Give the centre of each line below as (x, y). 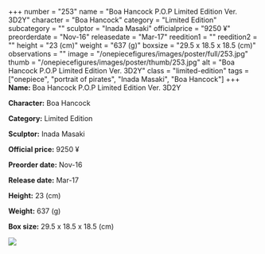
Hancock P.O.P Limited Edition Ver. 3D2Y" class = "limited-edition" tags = (129, 70)
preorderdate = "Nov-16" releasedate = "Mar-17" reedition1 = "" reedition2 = (133, 37)
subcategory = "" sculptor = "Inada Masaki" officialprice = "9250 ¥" (119, 28)
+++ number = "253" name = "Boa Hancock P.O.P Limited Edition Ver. (123, 12)
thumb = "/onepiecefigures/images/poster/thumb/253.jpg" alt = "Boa (121, 62)
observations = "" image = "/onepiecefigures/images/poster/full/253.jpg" (129, 54)
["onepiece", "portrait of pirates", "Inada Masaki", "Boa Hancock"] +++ (124, 79)
